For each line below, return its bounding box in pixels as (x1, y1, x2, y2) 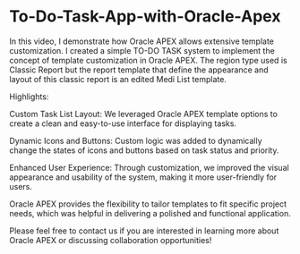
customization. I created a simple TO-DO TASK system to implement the (9, 45, 275, 55)
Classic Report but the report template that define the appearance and (9, 64, 269, 75)
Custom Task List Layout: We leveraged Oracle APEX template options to (9, 108, 278, 119)
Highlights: (9, 91, 49, 102)
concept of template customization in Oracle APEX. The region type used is (9, 55, 288, 65)
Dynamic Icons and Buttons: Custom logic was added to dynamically (9, 135, 262, 146)
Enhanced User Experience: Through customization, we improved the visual (9, 162, 289, 173)
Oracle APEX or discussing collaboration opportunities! (9, 234, 212, 245)
